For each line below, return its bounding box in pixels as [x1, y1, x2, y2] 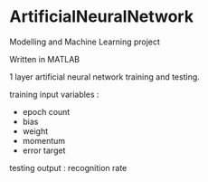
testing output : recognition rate [9, 162, 128, 173]
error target [22, 145, 66, 156]
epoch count [22, 106, 71, 117]
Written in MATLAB [9, 53, 80, 64]
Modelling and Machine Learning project [9, 36, 161, 47]
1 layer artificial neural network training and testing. [9, 71, 201, 82]
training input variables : [9, 89, 99, 100]
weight [22, 125, 48, 137]
